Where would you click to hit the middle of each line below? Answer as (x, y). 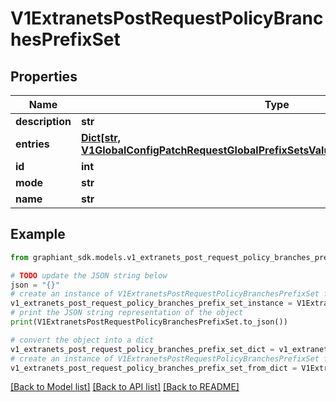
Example (38, 234)
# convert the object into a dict (82, 340)
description (43, 121)
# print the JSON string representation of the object (127, 313)
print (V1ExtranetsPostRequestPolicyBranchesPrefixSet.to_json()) (149, 322)
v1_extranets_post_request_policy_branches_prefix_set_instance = (151, 303)
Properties (44, 76)
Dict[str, (101, 137)
